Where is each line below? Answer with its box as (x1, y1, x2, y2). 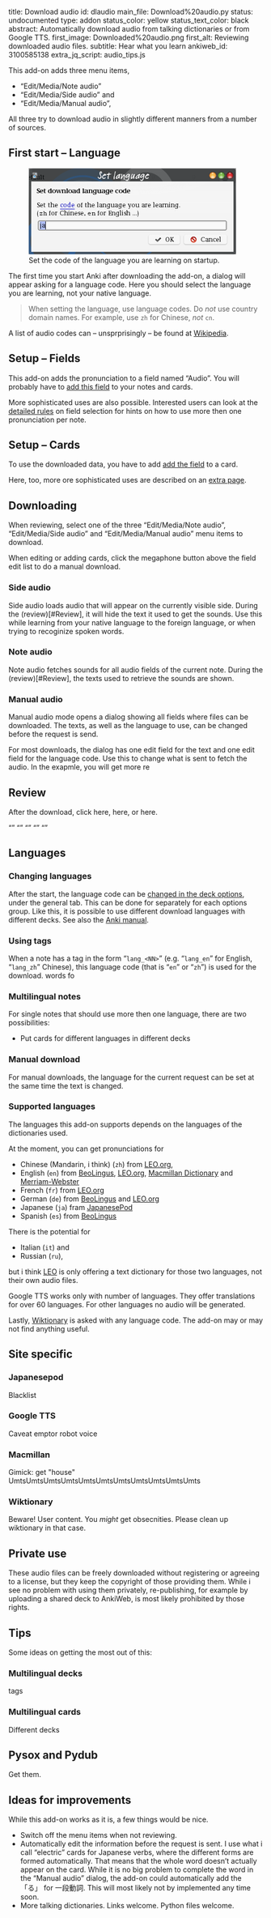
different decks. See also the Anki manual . (8, 914, 150, 924)
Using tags (8, 935, 53, 946)
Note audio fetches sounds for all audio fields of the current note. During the (8, 664, 264, 675)
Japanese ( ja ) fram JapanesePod (19, 1202, 133, 1212)
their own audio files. (8, 1275, 78, 1285)
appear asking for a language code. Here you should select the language (8, 279, 252, 289)
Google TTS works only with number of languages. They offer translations (8, 1291, 256, 1301)
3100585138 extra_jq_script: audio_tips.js (8, 50, 146, 59)
